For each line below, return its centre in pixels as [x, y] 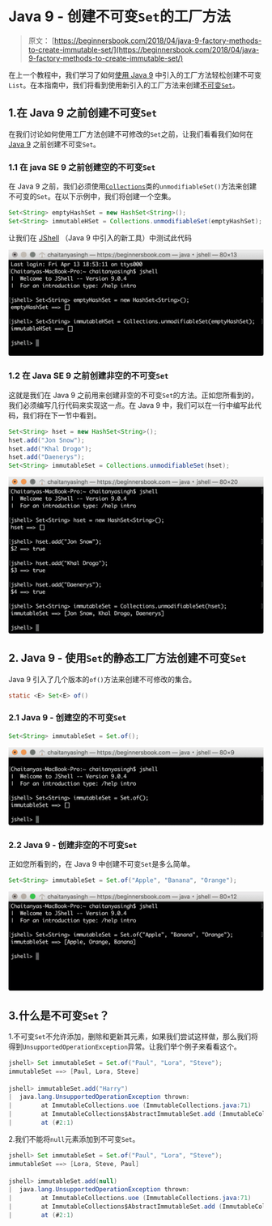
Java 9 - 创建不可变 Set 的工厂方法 [120, 17]
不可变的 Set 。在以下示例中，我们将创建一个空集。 [92, 197]
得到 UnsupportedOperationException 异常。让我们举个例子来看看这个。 [125, 1046]
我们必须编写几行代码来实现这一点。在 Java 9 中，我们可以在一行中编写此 [132, 405]
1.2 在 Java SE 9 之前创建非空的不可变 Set [89, 375]
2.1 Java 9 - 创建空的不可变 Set [68, 718]
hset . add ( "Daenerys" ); [47, 457]
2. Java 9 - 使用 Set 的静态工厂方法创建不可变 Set [127, 658]
